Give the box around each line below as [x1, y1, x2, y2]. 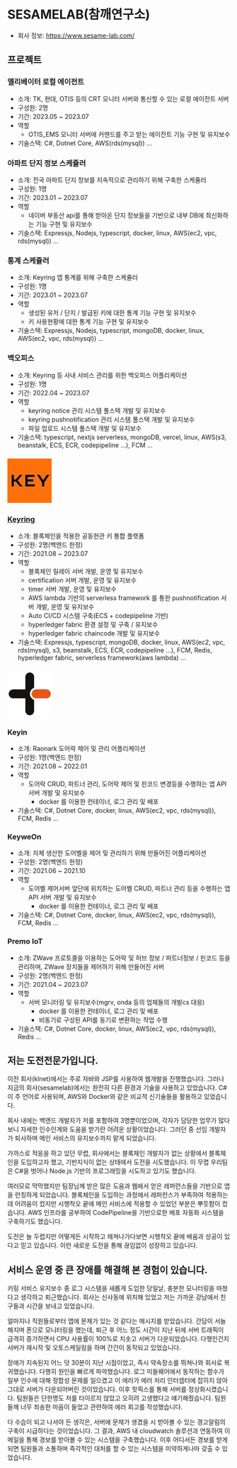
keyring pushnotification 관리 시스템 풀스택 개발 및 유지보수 [28, 415, 195, 424]
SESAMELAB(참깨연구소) [7, 6, 151, 23]
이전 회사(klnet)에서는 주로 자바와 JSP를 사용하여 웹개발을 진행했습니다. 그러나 [7, 1075, 225, 1083]
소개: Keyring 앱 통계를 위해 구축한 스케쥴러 [17, 273, 138, 282]
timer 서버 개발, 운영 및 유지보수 [28, 585, 117, 593]
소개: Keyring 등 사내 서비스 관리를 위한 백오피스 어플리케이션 [17, 371, 187, 379]
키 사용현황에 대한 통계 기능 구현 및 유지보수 [28, 317, 149, 326]
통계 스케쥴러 [7, 256, 50, 266]
